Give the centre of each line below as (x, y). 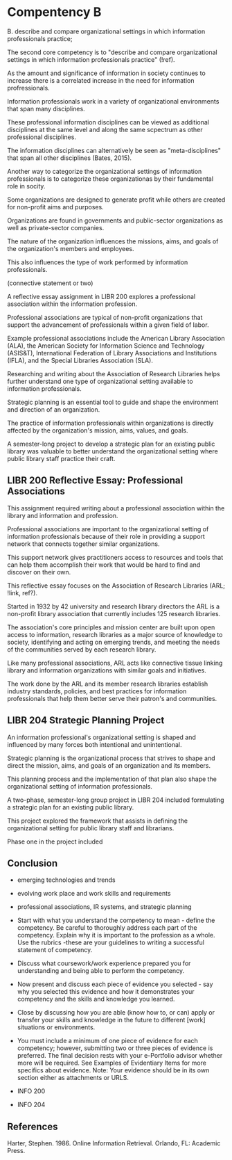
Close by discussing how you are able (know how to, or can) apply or (116, 1013)
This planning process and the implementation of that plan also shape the (112, 779)
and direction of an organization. (54, 409)
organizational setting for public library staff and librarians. (91, 828)
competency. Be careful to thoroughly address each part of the (107, 928)
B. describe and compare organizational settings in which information (106, 31)
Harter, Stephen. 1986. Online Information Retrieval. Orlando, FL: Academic (114, 1143)
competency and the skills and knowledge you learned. (96, 999)
